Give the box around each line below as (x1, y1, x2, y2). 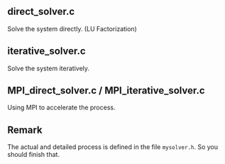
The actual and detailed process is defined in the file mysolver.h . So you (7, 143, 219, 151)
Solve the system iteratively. (7, 64, 90, 72)
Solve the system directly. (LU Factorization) (7, 24, 137, 33)
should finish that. (7, 151, 60, 159)
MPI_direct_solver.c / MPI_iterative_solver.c (7, 84, 205, 97)
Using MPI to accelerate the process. (7, 103, 116, 112)
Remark (7, 124, 43, 136)
